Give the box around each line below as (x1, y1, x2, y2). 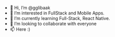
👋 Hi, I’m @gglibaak (9, 5, 50, 10)
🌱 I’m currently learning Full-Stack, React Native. (9, 15, 110, 21)
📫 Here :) (9, 26, 30, 32)
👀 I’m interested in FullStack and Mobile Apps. (9, 10, 105, 16)
